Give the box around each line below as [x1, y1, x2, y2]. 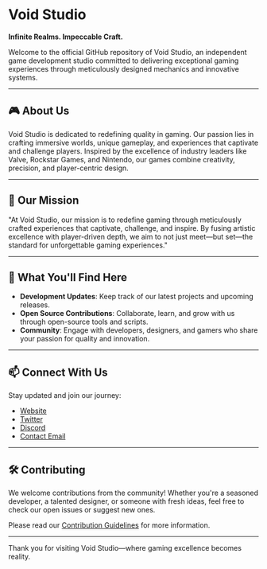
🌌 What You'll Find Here [8, 271, 127, 284]
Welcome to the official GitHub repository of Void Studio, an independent [8, 47, 247, 57]
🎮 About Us [8, 104, 70, 118]
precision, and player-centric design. [8, 163, 129, 173]
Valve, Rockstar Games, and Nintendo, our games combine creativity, [8, 154, 236, 164]
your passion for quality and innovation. [19, 334, 150, 344]
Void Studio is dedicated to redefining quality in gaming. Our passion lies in [8, 129, 254, 138]
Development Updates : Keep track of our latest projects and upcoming [19, 292, 254, 302]
